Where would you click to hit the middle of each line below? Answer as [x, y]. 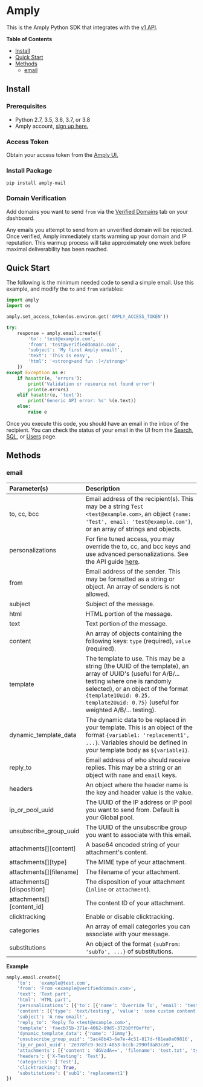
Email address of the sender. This [133, 571]
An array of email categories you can [138, 926]
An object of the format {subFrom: [133, 943]
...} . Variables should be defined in [136, 742]
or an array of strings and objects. [134, 529]
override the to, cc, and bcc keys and [138, 546]
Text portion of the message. [126, 623]
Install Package [29, 170]
